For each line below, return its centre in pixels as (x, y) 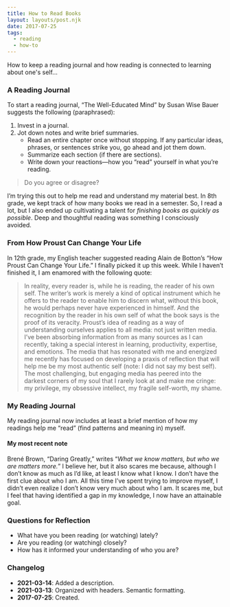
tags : (15, 33)
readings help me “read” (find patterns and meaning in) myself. (96, 428)
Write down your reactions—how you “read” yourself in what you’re (123, 162)
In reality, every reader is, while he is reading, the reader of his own (119, 286)
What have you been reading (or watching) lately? (88, 536)
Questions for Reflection (49, 520)
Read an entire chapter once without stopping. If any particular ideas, (125, 140)
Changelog (26, 568)
